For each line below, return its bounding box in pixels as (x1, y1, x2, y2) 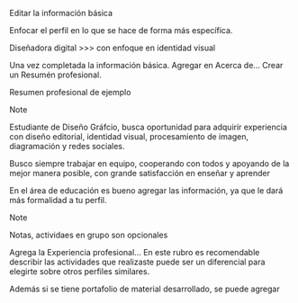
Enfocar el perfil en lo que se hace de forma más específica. (9, 25, 233, 35)
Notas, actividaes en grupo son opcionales (9, 229, 168, 240)
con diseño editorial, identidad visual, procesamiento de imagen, (9, 131, 249, 142)
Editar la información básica (9, 8, 113, 18)
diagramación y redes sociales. (9, 141, 125, 151)
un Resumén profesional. (9, 69, 102, 80)
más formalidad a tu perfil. (9, 195, 107, 205)
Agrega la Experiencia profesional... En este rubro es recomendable (9, 247, 260, 257)
